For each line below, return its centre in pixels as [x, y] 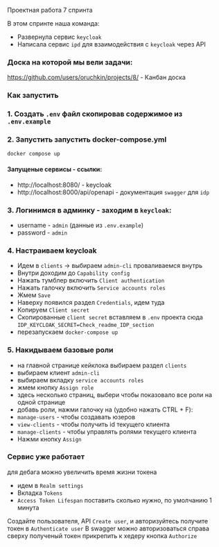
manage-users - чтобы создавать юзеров [76, 416]
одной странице [41, 402]
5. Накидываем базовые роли [60, 350]
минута [28, 507]
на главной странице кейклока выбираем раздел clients [102, 365]
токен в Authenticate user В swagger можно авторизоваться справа [108, 528]
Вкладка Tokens [40, 493]
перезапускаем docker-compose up [68, 332]
